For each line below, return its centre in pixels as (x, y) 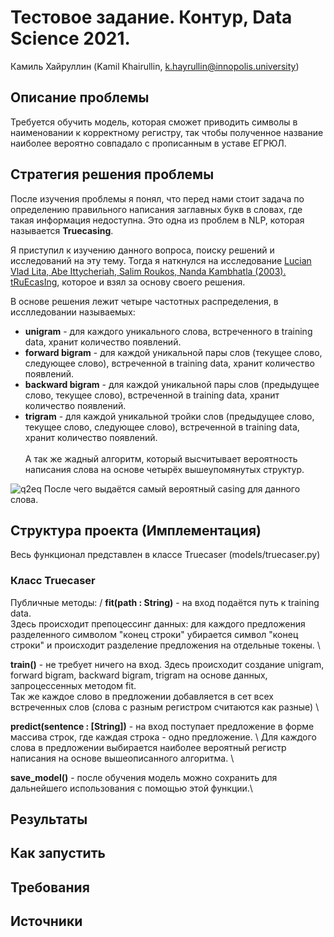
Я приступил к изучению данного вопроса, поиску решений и (142, 250)
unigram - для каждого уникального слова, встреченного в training (168, 331)
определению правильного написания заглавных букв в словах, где (156, 209)
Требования (50, 887)
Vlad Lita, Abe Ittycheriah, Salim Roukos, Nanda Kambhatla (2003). (148, 271)
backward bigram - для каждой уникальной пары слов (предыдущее (172, 384)
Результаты (49, 819)
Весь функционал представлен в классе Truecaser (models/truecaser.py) (165, 555)
